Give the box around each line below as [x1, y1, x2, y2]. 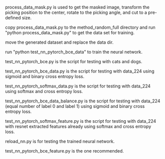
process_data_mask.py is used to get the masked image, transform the [5, 4, 150, 10]
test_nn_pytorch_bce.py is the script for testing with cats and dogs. [5, 59, 143, 64]
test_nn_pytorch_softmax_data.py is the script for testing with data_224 [5, 83, 151, 89]
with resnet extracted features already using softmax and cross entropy [5, 124, 152, 129]
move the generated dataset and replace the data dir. [5, 39, 114, 45]
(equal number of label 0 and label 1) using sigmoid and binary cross [5, 103, 145, 109]
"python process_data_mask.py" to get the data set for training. [5, 30, 135, 35]
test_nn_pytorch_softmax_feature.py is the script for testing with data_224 [5, 118, 157, 124]
